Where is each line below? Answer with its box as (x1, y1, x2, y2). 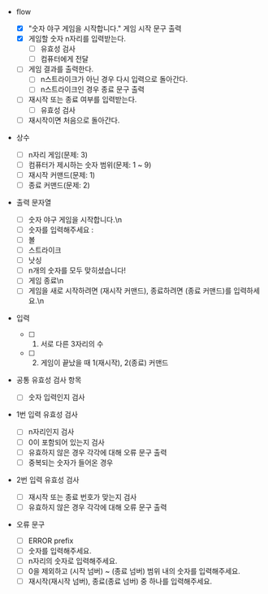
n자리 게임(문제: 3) (28, 149, 88, 159)
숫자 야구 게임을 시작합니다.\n (28, 214, 123, 224)
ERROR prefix (28, 536, 74, 545)
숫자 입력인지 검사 (28, 393, 85, 402)
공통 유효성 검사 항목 (15, 375, 82, 385)
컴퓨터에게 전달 (40, 54, 89, 64)
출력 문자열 (15, 197, 52, 207)
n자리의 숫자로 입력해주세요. (28, 556, 118, 566)
